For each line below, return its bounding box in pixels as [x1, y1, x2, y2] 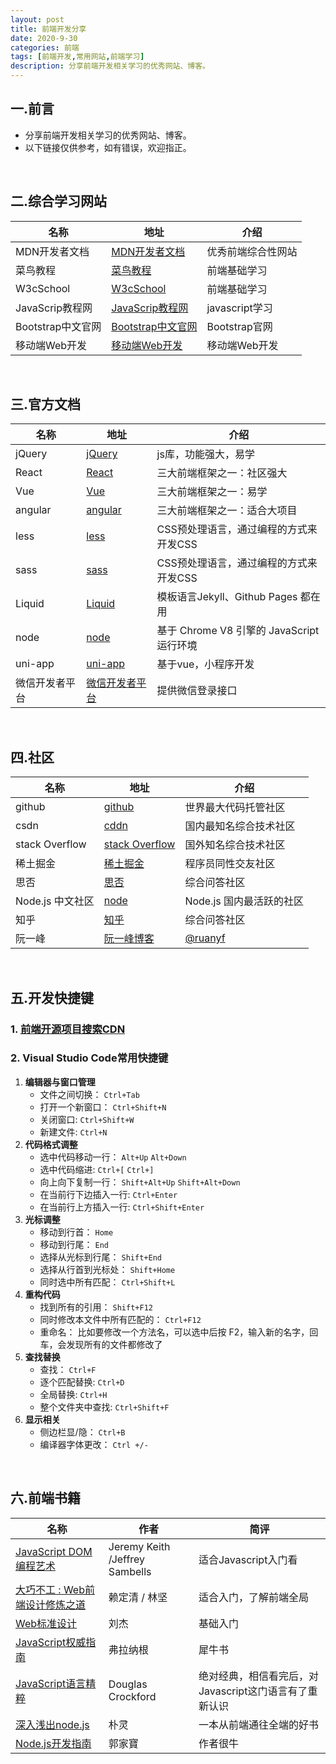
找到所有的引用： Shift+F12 [39, 1301, 153, 1313]
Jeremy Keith [108, 1539, 171, 1553]
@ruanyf [184, 931, 226, 945]
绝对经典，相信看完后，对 [198, 1669, 319, 1683]
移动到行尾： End [39, 1238, 110, 1250]
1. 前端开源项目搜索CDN [10, 1022, 126, 1036]
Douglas [108, 1677, 148, 1691]
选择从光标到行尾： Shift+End [39, 1251, 162, 1263]
